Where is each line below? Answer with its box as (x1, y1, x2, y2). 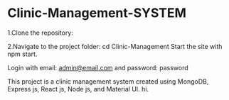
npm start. (7, 50, 38, 58)
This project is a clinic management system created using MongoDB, (7, 77, 209, 86)
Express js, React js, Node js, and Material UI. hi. (7, 84, 149, 93)
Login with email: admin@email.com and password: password (7, 63, 188, 72)
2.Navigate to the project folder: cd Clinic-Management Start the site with (7, 42, 223, 50)
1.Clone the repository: (7, 28, 73, 37)
